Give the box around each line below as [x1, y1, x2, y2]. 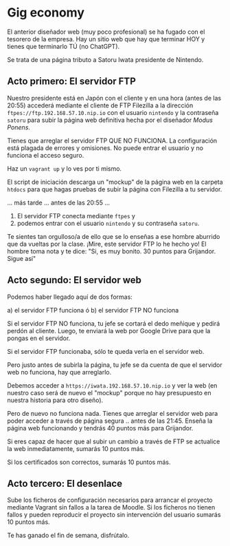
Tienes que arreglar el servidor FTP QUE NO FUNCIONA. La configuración [7, 136, 218, 145]
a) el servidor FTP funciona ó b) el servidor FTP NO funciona [7, 306, 179, 314]
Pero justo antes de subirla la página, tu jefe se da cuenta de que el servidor [7, 360, 223, 369]
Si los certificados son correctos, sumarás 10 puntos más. [7, 458, 171, 466]
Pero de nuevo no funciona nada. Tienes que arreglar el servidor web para [7, 409, 218, 417]
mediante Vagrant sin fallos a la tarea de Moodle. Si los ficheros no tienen [7, 503, 216, 512]
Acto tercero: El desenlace [7, 477, 122, 490]
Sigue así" [7, 254, 36, 262]
